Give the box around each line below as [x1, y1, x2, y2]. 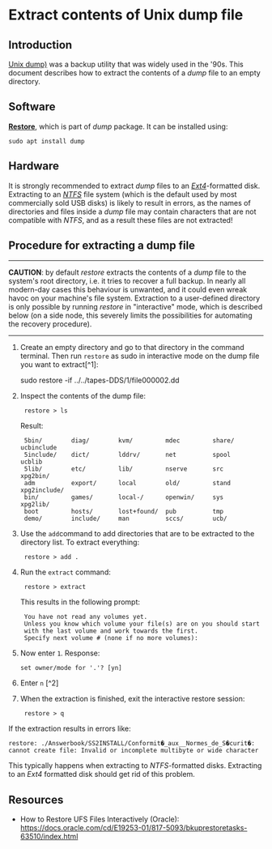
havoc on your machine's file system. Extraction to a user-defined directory [8, 293, 261, 303]
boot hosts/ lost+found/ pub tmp [23, 508, 224, 516]
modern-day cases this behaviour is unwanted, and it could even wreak [8, 285, 248, 295]
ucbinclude [19, 444, 57, 452]
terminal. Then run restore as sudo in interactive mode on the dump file [19, 351, 260, 361]
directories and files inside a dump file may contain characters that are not [8, 207, 257, 216]
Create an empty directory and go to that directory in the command [19, 343, 244, 352]
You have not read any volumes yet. [23, 613, 148, 621]
